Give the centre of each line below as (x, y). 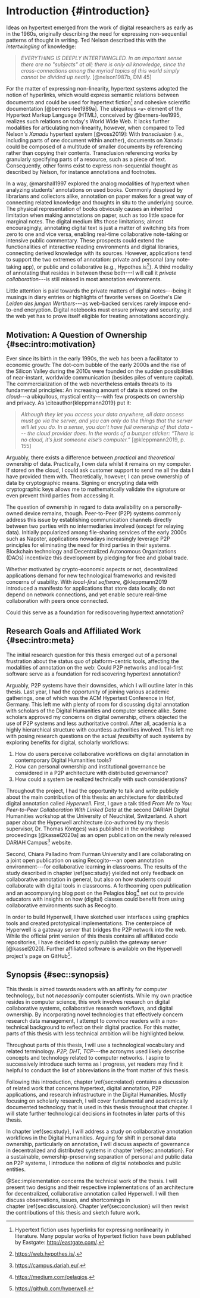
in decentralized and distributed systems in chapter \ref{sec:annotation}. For (100, 1150)
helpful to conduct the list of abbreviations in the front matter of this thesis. (98, 1070)
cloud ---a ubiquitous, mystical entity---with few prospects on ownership (95, 397)
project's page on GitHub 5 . (39, 955)
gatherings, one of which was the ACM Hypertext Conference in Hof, (91, 698)
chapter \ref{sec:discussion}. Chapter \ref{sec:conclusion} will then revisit (97, 1206)
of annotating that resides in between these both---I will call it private (91, 273)
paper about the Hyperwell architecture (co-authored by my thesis (87, 822)
